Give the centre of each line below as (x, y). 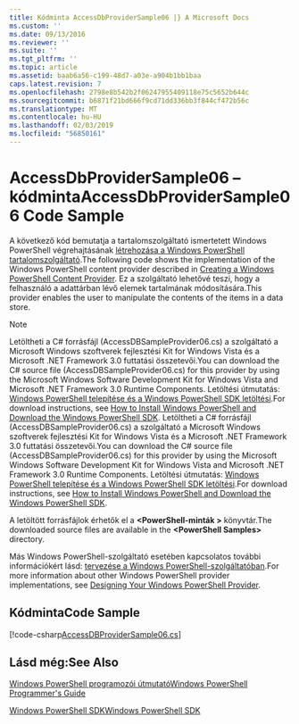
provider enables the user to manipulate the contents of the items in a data (146, 297)
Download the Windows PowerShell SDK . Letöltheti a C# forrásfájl (130, 417)
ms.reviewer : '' (39, 42)
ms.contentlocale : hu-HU (55, 117)
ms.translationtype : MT (54, 109)
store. (20, 307)
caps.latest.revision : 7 (55, 84)
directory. (27, 539)
